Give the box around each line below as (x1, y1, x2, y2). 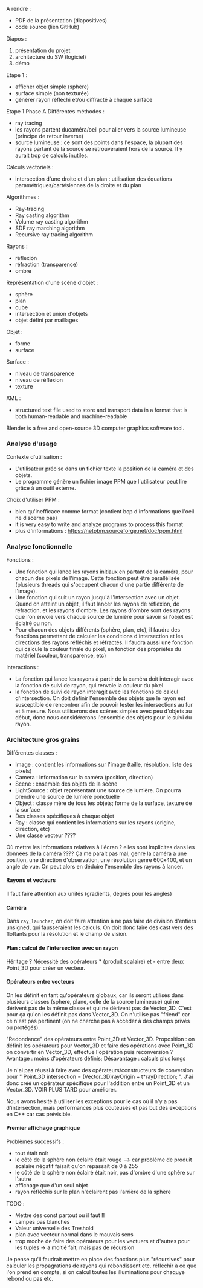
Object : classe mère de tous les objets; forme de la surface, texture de (14, 799, 192, 807)
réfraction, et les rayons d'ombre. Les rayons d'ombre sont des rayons (14, 606, 191, 614)
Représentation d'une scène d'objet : (6, 279, 98, 286)
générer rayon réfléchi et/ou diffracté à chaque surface (14, 96, 153, 103)
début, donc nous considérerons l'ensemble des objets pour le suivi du (14, 713, 192, 721)
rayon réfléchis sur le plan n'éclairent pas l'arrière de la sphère (14, 1188, 171, 1195)
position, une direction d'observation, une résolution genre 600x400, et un (6, 856, 192, 863)
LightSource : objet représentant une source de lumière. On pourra (14, 786, 181, 793)
